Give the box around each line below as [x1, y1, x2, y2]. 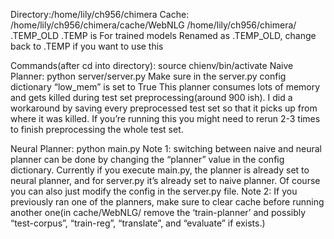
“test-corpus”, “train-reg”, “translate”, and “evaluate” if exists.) [10, 217, 266, 229]
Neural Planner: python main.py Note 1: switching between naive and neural [10, 143, 322, 154]
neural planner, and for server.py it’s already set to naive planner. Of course [10, 175, 321, 186]
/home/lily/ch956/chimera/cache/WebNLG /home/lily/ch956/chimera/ [10, 19, 297, 31]
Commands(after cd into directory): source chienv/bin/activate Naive [10, 60, 294, 71]
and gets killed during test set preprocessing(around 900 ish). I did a [10, 92, 293, 103]
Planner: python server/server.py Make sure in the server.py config [10, 70, 287, 82]
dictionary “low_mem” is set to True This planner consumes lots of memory [10, 81, 321, 93]
